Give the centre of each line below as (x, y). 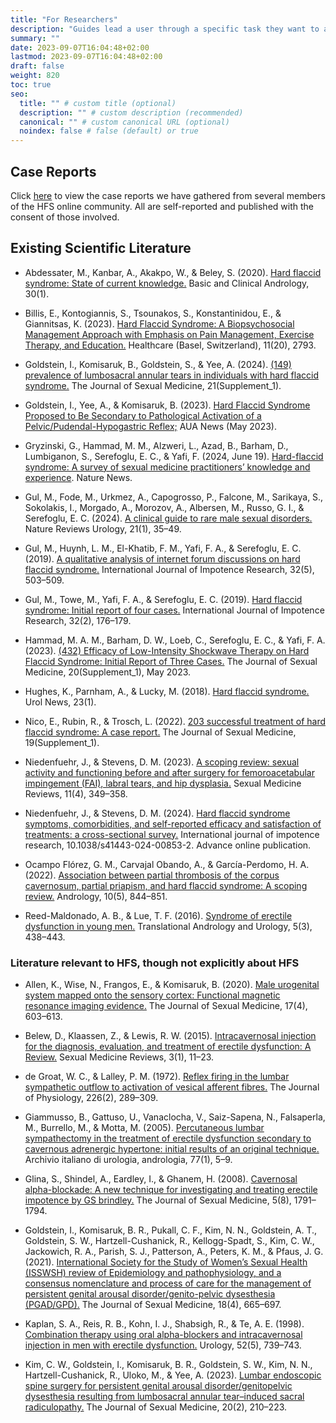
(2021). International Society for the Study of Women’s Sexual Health (166, 1262)
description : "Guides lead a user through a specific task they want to (165, 29)
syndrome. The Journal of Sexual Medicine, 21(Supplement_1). (153, 385)
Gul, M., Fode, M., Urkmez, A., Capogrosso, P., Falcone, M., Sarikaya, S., (174, 497)
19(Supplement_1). (62, 742)
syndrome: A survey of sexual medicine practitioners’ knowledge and (167, 467)
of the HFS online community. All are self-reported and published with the (162, 206)
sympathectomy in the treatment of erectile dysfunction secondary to (168, 1138)
